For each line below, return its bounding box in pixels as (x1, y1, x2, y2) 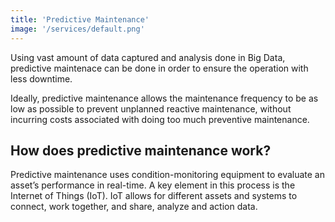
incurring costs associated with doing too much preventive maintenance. (10, 113, 310, 125)
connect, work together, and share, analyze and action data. (10, 201, 258, 213)
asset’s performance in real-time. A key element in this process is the (10, 179, 296, 191)
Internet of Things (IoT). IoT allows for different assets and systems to (10, 190, 298, 202)
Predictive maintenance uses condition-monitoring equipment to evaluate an (10, 169, 325, 181)
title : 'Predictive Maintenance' (10, 14, 150, 25)
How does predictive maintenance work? (10, 142, 272, 159)
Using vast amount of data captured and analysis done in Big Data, (10, 51, 286, 63)
